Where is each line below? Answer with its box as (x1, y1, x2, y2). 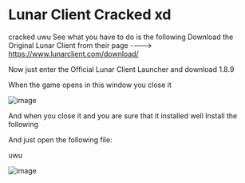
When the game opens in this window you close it (8, 80, 172, 90)
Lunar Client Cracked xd (8, 6, 172, 24)
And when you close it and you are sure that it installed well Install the (8, 110, 238, 121)
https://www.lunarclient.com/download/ (8, 49, 140, 58)
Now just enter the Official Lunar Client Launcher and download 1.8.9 (8, 64, 235, 74)
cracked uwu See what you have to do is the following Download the (8, 32, 234, 42)
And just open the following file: (8, 134, 113, 145)
